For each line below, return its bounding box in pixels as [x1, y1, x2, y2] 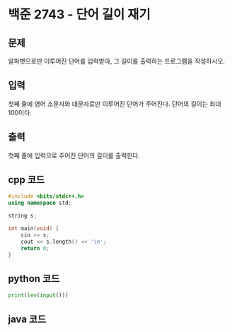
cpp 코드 [8, 174, 45, 186]
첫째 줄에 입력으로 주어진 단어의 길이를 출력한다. [8, 151, 141, 160]
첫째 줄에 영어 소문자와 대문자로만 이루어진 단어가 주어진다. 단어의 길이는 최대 [8, 100, 221, 108]
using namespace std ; [8, 199, 72, 207]
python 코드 [8, 273, 60, 285]
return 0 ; [21, 244, 50, 251]
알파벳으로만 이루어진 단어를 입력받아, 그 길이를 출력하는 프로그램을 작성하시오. [8, 57, 226, 65]
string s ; [8, 213, 37, 220]
